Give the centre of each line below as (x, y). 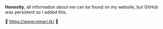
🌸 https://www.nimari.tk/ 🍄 (32, 22)
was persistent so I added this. (36, 12)
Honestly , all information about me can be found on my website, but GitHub (82, 7)
